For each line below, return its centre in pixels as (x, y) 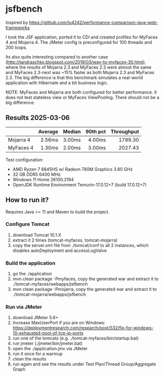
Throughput (125, 132)
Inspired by (17, 22)
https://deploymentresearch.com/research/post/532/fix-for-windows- (83, 328)
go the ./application (32, 274)
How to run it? (27, 200)
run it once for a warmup (38, 354)
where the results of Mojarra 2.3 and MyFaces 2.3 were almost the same (79, 67)
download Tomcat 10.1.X (37, 235)
